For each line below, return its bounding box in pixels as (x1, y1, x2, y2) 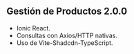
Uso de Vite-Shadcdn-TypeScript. (16, 38, 113, 47)
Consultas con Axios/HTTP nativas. (16, 31, 118, 39)
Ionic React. (16, 24, 51, 32)
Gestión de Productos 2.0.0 (6, 6, 128, 17)
